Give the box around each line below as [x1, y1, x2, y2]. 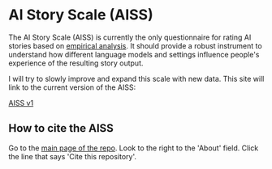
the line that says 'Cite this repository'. [8, 151, 136, 161]
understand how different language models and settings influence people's [8, 49, 260, 59]
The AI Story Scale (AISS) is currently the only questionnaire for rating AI [8, 32, 252, 42]
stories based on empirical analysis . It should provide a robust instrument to [8, 40, 262, 50]
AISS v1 [8, 98, 34, 108]
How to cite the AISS [8, 121, 114, 135]
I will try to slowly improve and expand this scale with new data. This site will [8, 74, 265, 83]
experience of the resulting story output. [8, 58, 144, 68]
